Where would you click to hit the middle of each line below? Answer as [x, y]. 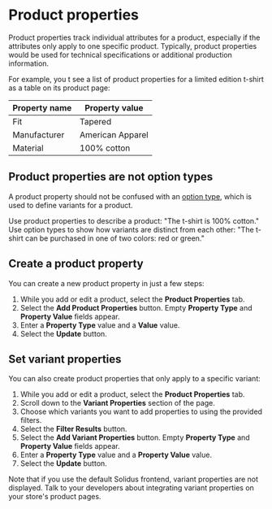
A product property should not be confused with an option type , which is [130, 196]
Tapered [96, 121]
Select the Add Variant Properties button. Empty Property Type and [135, 437]
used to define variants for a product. [71, 205]
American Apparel [114, 134]
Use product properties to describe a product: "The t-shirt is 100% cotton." [134, 220]
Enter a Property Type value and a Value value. [100, 325]
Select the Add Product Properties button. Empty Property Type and [136, 307]
